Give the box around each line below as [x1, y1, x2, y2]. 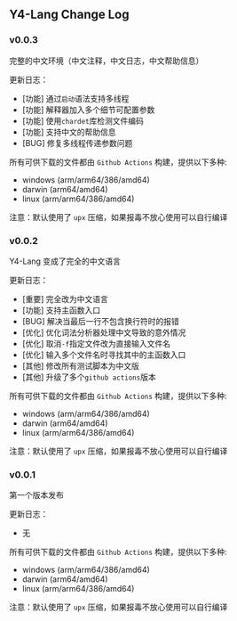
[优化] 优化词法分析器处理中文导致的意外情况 [21, 327, 186, 338]
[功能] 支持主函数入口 [21, 305, 100, 315]
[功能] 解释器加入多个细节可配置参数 [21, 104, 155, 115]
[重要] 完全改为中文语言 [21, 293, 108, 304]
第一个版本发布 [9, 490, 64, 501]
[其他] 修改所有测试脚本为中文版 [21, 360, 139, 371]
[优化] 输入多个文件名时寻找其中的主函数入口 [21, 349, 186, 360]
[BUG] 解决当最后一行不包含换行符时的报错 [21, 315, 179, 326]
